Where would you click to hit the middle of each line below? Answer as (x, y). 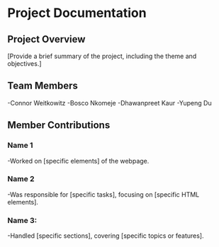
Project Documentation (77, 13)
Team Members (43, 86)
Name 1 (20, 145)
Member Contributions (59, 125)
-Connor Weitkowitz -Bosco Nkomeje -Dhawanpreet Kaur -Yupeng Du (109, 103)
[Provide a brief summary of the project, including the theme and (102, 56)
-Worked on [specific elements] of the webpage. (78, 161)
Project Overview (46, 39)
